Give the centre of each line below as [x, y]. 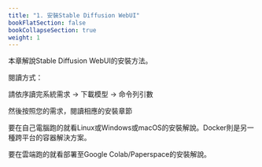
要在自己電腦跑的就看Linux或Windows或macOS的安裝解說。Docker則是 [124, 128]
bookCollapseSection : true [52, 30]
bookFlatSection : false [47, 23]
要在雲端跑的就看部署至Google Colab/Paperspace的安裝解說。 [109, 154]
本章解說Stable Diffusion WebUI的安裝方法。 [80, 61]
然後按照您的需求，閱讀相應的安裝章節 [70, 111]
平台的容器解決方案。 [56, 138]
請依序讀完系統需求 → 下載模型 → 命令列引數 [81, 95]
